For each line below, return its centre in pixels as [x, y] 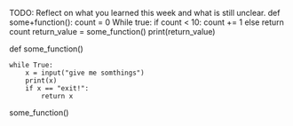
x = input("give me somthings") [85, 73]
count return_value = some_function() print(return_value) [112, 31]
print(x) [41, 81]
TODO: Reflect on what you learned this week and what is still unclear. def [145, 13]
